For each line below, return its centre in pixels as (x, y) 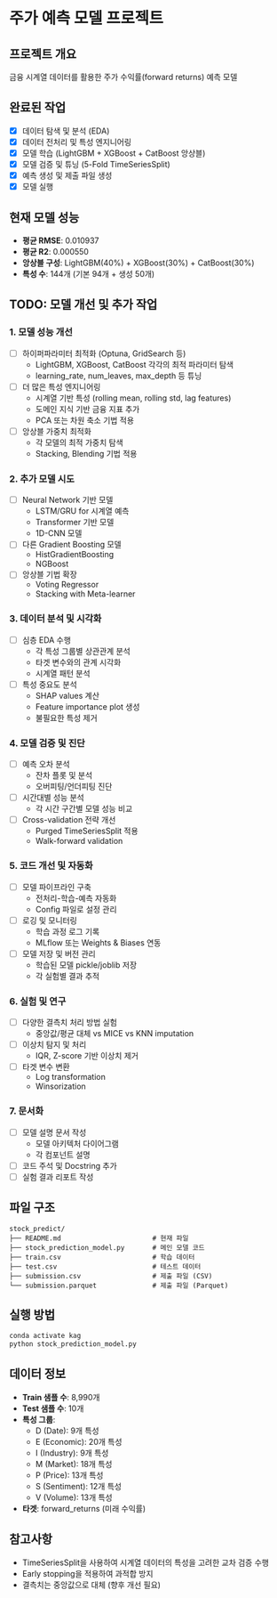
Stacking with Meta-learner (85, 594)
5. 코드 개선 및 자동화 (51, 866)
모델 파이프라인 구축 (56, 887)
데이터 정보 (38, 1374)
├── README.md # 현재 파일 (99, 1238)
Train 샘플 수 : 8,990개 (61, 1397)
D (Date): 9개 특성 (67, 1431)
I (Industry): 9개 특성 (72, 1453)
